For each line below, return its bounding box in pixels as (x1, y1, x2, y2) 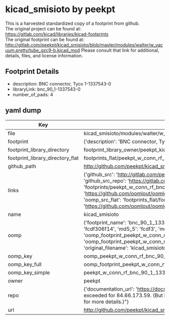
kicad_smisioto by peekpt (5, 4, 115, 15)
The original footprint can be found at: (5, 36, 84, 43)
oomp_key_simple (8, 269, 50, 276)
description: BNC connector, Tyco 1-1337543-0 (12, 81, 111, 87)
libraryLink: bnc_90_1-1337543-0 (12, 86, 81, 92)
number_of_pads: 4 (12, 91, 53, 97)
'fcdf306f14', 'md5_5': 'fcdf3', (83, 225, 157, 232)
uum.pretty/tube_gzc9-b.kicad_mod (5, 47, 80, 53)
